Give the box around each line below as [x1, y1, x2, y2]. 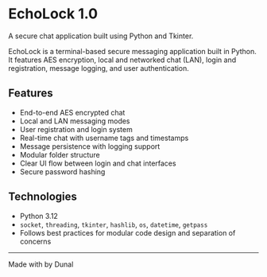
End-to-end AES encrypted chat [19, 107, 126, 117]
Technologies [8, 190, 78, 204]
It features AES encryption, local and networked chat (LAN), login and [8, 55, 237, 64]
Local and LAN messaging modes [19, 116, 130, 126]
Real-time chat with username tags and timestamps [19, 133, 189, 142]
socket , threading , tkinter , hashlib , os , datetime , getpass [19, 220, 208, 229]
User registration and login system [19, 124, 133, 134]
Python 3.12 [19, 211, 58, 220]
